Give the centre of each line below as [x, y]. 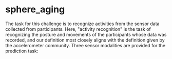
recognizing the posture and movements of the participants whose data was [86, 34]
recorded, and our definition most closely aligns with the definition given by [85, 40]
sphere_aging [35, 9]
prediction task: [22, 51]
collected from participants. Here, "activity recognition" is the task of [78, 29]
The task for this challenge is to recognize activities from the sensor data [82, 24]
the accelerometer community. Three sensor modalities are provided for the [85, 45]
